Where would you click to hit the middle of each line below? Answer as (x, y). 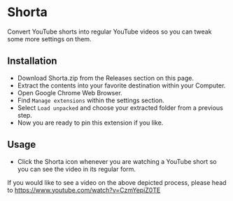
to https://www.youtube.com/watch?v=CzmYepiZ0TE (84, 190)
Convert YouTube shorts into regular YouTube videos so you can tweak (110, 32)
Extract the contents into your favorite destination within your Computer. (121, 85)
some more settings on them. (50, 39)
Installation (32, 61)
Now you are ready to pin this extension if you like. (90, 123)
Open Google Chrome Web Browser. (70, 92)
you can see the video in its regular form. (77, 169)
